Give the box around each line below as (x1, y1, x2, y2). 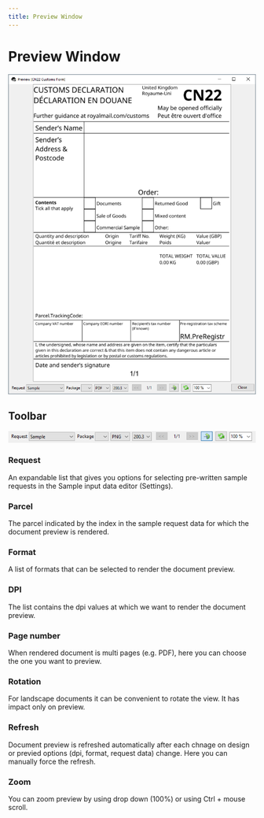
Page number (8, 630, 60, 641)
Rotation (8, 675, 42, 687)
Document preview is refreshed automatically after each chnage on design (8, 740, 250, 750)
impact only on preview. (8, 702, 86, 712)
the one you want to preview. (8, 657, 102, 666)
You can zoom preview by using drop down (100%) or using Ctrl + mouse (8, 794, 246, 803)
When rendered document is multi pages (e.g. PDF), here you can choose (8, 648, 247, 657)
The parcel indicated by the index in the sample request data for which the (8, 519, 249, 528)
